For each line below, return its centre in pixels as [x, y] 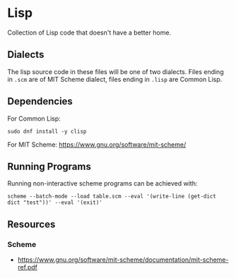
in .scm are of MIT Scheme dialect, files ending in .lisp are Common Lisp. [115, 79]
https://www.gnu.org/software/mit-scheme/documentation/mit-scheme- [123, 260]
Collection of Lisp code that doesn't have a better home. [89, 32]
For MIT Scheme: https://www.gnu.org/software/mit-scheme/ [97, 144]
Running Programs [49, 166]
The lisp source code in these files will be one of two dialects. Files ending [116, 71]
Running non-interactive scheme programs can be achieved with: [102, 183]
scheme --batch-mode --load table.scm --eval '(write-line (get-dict [112, 197]
